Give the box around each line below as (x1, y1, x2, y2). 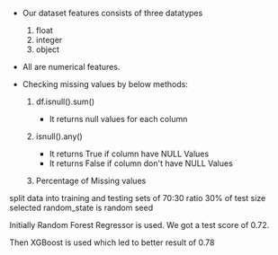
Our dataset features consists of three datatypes (22, 8, 203, 18)
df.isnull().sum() (35, 96, 95, 107)
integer (35, 35, 63, 45)
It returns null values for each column (49, 114, 188, 124)
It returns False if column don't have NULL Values (49, 158, 234, 169)
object (35, 44, 60, 55)
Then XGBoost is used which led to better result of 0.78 (9, 237, 215, 248)
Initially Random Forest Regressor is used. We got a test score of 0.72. (9, 220, 270, 230)
